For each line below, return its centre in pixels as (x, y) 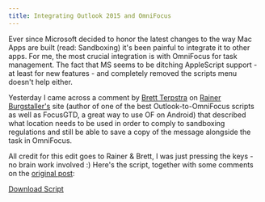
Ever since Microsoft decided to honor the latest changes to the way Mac (130, 39)
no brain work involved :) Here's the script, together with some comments (131, 164)
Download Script (36, 189)
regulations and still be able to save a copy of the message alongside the (130, 132)
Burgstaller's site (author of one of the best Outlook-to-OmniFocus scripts (131, 106)
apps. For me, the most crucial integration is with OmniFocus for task (123, 56)
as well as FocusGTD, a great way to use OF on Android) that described (127, 115)
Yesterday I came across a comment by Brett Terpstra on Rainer (115, 97)
